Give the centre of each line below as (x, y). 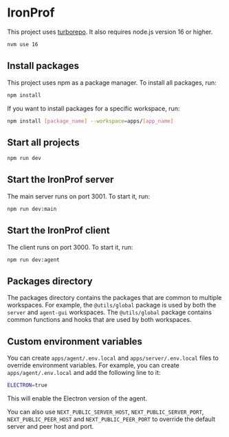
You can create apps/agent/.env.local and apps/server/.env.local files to (113, 358)
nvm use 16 (23, 44)
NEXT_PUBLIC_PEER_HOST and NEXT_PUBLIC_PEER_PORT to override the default (111, 419)
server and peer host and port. (51, 426)
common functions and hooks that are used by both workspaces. (99, 320)
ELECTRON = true (28, 385)
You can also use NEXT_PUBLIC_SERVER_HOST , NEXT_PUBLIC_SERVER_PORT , (106, 411)
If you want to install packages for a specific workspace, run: (94, 108)
